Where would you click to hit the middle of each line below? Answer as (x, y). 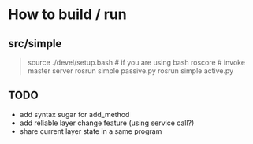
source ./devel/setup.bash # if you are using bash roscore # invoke (136, 62)
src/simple (35, 44)
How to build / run (68, 15)
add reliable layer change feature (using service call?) (107, 123)
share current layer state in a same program (91, 131)
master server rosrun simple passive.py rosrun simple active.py (130, 71)
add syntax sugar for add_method (74, 114)
